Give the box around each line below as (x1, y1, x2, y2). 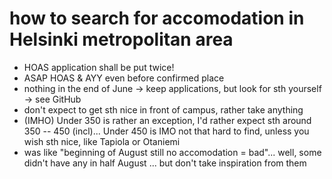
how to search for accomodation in (9, 7, 305, 30)
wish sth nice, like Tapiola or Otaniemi (23, 135, 181, 147)
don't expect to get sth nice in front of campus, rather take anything (23, 103, 304, 116)
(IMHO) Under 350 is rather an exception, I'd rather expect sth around (23, 114, 312, 126)
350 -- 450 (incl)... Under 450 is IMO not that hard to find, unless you (23, 125, 310, 137)
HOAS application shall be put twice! (23, 61, 175, 73)
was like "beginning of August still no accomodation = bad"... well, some (23, 146, 322, 158)
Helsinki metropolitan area (9, 28, 234, 51)
